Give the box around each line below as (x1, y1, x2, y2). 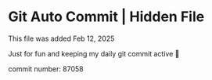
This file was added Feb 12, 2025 (8, 34, 115, 43)
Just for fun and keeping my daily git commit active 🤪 (8, 49, 180, 58)
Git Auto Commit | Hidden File (8, 8, 205, 26)
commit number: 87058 (8, 64, 84, 74)
